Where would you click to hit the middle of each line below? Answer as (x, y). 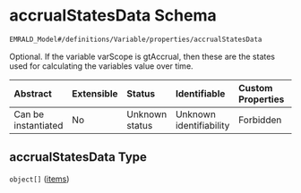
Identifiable (200, 93)
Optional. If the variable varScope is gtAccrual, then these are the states (142, 56)
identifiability (202, 125)
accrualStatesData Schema (113, 16)
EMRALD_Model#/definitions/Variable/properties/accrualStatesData (136, 39)
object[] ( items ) (39, 179)
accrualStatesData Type (78, 157)
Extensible (95, 93)
